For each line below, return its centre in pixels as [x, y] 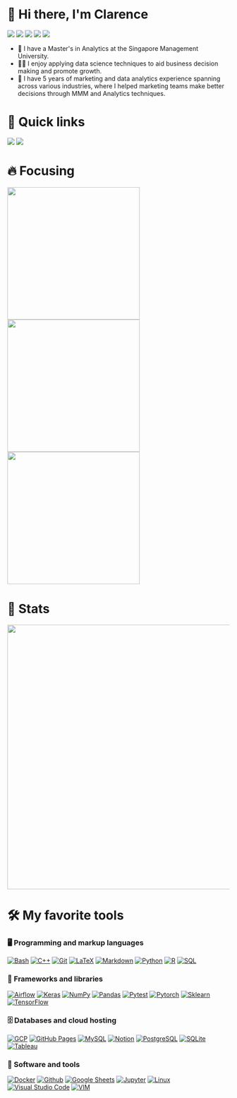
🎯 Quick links [46, 122]
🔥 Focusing [41, 171]
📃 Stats [29, 609]
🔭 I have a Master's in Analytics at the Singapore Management [108, 48]
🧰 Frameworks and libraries [55, 979]
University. [33, 56]
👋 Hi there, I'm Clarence [78, 14]
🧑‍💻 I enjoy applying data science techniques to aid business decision [118, 64]
